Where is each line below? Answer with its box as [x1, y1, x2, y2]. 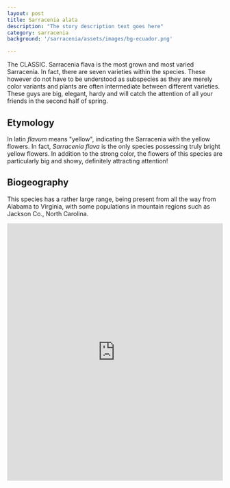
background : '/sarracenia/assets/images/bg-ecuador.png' [7, 36, 173, 43]
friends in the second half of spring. [7, 97, 108, 105]
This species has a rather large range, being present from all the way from [7, 195, 216, 203]
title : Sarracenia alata [7, 16, 78, 23]
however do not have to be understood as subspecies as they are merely [7, 75, 213, 83]
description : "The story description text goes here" [7, 23, 164, 30]
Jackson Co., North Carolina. [7, 209, 89, 218]
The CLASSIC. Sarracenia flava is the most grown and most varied [7, 60, 194, 69]
